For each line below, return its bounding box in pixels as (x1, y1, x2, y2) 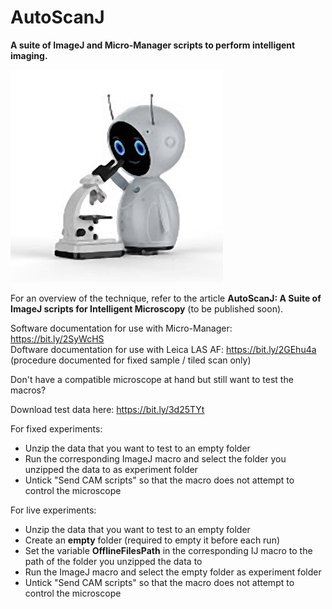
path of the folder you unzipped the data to (24, 555, 203, 567)
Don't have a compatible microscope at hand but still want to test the (10, 373, 294, 385)
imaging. (10, 49, 48, 61)
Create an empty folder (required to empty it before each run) (24, 534, 281, 546)
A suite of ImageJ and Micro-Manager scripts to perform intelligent (10, 39, 296, 51)
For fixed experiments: (10, 422, 103, 435)
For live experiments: (10, 504, 97, 516)
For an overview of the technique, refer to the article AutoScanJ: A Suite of (10, 292, 322, 304)
